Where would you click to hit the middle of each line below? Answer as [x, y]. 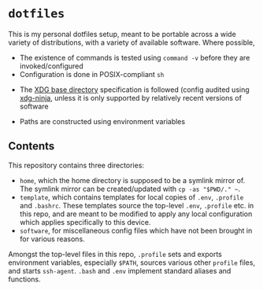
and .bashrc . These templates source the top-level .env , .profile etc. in [137, 205]
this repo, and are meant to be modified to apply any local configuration [136, 214]
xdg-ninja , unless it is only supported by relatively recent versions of [131, 97]
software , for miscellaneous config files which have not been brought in [136, 230]
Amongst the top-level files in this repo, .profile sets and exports [115, 254]
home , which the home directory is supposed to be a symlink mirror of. [132, 180]
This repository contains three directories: [76, 165]
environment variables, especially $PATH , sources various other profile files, [132, 262]
